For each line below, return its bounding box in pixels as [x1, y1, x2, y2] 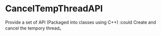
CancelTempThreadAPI [5, 3, 103, 14]
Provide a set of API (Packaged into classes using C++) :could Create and [5, 19, 157, 25]
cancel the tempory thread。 [5, 25, 64, 31]
